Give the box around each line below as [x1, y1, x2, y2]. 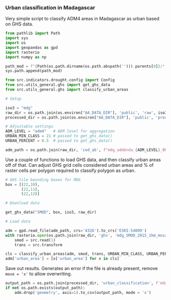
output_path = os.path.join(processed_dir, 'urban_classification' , [5, 281, 154, 286]
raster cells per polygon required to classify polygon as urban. [5, 167, 136, 173]
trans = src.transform [14, 242, 63, 248]
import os [5, 40, 26, 46]
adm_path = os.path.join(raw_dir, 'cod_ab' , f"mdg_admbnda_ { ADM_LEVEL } [5, 147, 160, 153]
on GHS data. [5, 21, 34, 27]
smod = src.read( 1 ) [14, 237, 56, 243]
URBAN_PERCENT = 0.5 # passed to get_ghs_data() [5, 138, 113, 143]
